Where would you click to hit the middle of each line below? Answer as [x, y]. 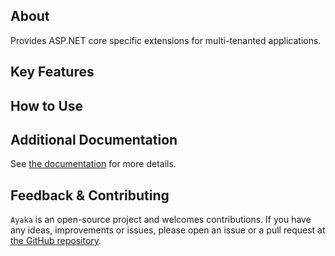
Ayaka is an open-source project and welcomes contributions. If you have [161, 220]
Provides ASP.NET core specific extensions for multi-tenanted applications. [166, 40]
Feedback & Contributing [90, 195]
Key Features [52, 72]
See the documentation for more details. [93, 164]
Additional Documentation [94, 139]
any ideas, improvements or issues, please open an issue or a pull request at [168, 230]
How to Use [47, 105]
